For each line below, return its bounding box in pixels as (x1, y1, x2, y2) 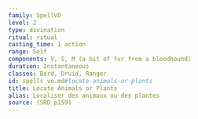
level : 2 (8, 19, 37, 27)
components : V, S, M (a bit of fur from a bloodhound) (8, 56, 192, 63)
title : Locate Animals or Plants (8, 84, 118, 92)
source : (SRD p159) (8, 99, 72, 106)
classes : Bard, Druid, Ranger (8, 70, 108, 78)
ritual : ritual (8, 33, 58, 41)
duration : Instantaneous (8, 63, 90, 70)
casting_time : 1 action (8, 41, 86, 49)
